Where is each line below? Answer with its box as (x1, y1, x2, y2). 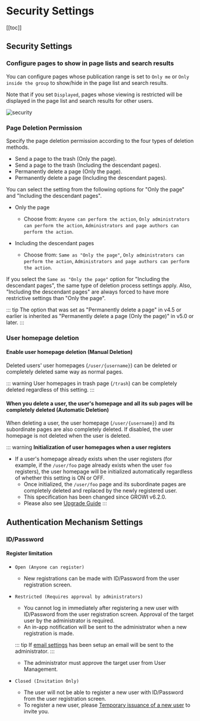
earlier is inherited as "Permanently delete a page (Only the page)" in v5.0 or (6, 312, 194, 319)
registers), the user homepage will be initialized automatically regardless (14, 468, 193, 475)
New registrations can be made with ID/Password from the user (23, 575, 180, 582)
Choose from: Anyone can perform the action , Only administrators (23, 215, 190, 222)
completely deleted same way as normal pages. (6, 368, 124, 375)
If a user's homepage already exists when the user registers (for (14, 456, 173, 463)
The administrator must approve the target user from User (23, 659, 167, 666)
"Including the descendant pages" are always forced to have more (6, 288, 169, 295)
